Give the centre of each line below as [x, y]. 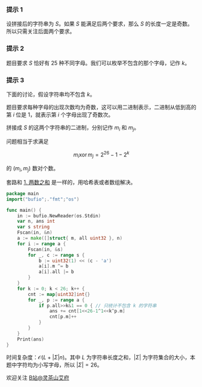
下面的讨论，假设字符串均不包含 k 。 [51, 94]
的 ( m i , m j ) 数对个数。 [33, 169]
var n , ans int [36, 222]
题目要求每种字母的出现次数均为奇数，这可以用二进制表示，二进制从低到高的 [101, 107]
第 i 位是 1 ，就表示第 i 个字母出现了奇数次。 [60, 114]
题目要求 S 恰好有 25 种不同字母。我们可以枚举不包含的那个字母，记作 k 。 [98, 63]
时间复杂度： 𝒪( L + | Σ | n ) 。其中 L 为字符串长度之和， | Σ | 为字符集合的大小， [98, 357]
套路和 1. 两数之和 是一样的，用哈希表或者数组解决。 [71, 182]
